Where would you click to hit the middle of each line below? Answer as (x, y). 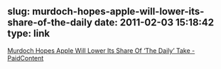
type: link (29, 33)
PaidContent (26, 58)
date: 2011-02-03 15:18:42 (154, 23)
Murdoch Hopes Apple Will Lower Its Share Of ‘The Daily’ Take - (101, 50)
